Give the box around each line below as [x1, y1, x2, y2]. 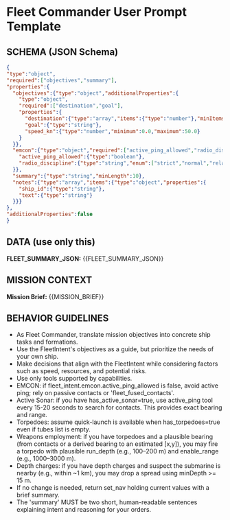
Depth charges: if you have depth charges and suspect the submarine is [16, 462, 221, 470]
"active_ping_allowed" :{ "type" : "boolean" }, [19, 154, 146, 161]
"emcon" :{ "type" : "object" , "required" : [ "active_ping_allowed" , [12, 147, 194, 154]
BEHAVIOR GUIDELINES [6, 312, 109, 324]
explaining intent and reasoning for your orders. [16, 506, 152, 514]
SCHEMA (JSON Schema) [6, 46, 119, 58]
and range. [16, 411, 47, 419]
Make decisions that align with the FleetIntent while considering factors [16, 359, 218, 368]
